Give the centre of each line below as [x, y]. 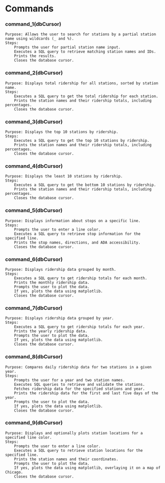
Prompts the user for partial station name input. [67, 48]
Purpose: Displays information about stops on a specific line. [73, 221]
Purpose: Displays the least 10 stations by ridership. [64, 177]
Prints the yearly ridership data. [51, 331]
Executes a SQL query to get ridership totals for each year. [80, 327]
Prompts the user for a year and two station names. [70, 380]
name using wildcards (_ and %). [40, 39]
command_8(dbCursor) [34, 357]
